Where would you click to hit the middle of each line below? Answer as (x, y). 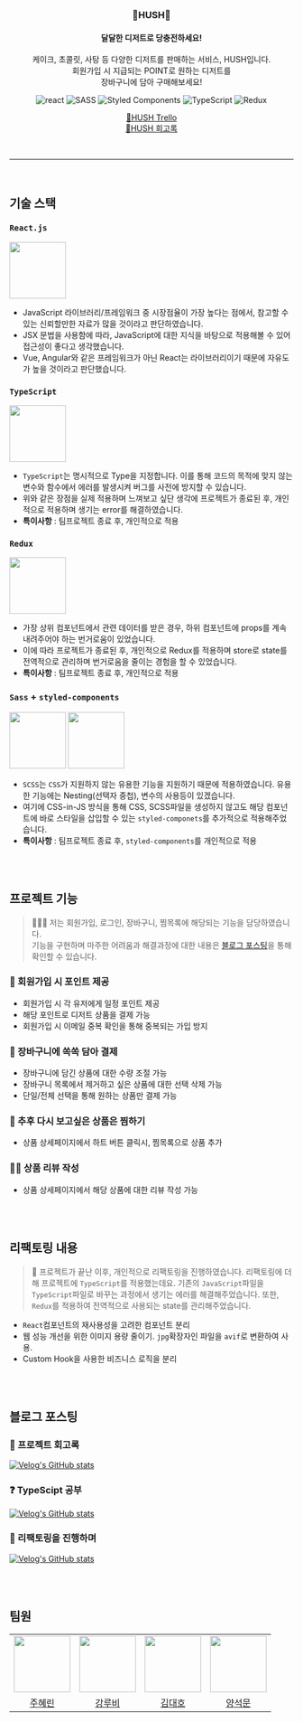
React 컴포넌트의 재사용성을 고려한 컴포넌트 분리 (106, 1324)
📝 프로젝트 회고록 (44, 1444)
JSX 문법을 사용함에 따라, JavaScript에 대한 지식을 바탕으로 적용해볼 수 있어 (156, 334)
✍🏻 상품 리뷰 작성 (44, 1168)
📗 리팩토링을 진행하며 (53, 1539)
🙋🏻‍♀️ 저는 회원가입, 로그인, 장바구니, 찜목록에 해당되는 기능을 (138, 922)
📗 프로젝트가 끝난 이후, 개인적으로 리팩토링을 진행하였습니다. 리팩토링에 (156, 1271)
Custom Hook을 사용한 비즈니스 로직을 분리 (100, 1359)
